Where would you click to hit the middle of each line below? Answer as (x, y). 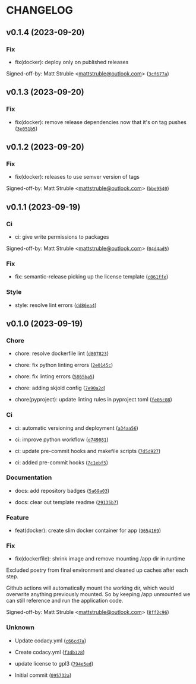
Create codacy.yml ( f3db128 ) (50, 652)
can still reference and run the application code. (65, 601)
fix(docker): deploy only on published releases (72, 62)
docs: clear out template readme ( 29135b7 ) (67, 502)
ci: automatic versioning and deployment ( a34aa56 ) (76, 427)
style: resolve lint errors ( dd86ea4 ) (56, 305)
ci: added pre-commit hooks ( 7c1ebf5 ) (61, 462)
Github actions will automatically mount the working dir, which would (90, 588)
